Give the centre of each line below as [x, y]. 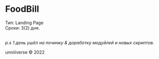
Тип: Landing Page [24, 23]
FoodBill [22, 9]
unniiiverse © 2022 [25, 52]
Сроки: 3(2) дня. [22, 28]
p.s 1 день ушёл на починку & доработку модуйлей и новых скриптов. [80, 42]
